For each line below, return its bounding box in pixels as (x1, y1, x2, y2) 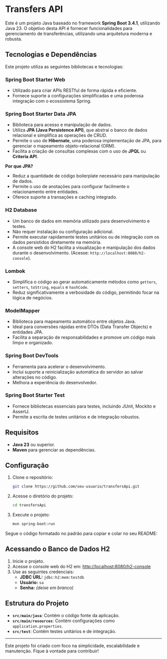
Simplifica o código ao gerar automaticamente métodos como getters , (12, 278, 158, 285)
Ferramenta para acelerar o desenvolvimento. (12, 363, 106, 370)
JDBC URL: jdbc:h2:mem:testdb (19, 574, 84, 580)
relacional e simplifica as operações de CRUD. (12, 132, 107, 138)
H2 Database (5, 207, 37, 214)
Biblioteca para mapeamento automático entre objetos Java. (12, 318, 136, 325)
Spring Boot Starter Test (5, 392, 65, 399)
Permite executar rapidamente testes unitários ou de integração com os (12, 233, 160, 240)
